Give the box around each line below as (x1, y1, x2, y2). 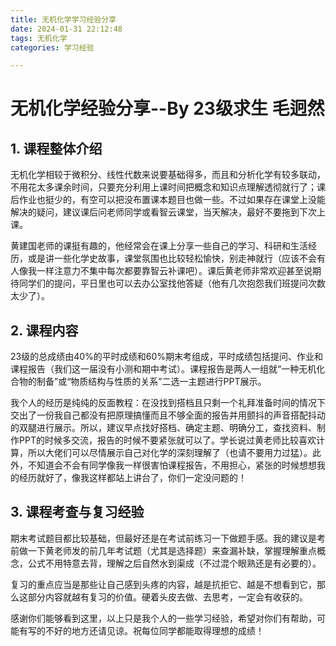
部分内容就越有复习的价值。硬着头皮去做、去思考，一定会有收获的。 (27, 591, 308, 603)
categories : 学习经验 (10, 42, 95, 53)
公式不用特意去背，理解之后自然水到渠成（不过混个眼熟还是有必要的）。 (27, 557, 322, 569)
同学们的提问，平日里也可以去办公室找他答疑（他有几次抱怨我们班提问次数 (18, 277, 326, 290)
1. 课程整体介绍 (10, 140, 103, 157)
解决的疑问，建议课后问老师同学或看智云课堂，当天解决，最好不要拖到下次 (10, 206, 317, 218)
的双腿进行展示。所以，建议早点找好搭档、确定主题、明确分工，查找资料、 (10, 422, 317, 434)
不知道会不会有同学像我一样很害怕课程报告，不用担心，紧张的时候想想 (27, 459, 317, 471)
